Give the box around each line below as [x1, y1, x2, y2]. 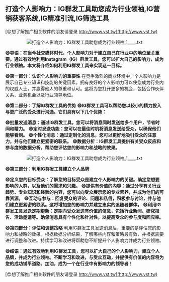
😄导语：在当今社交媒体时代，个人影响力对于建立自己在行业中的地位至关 [5, 50, 155, 56]
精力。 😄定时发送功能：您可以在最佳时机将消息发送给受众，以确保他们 [14, 125, 161, 131]
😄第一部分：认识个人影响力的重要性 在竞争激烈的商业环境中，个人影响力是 [5, 73, 161, 79]
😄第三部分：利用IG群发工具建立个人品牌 [5, 166, 90, 172]
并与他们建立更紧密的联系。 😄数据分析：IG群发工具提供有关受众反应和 [14, 138, 161, 144]
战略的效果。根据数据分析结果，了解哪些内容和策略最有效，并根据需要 [18, 231, 164, 237]
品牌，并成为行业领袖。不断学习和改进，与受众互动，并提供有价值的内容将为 [5, 254, 164, 260]
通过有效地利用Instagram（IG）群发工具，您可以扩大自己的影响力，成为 [14, 56, 164, 62]
